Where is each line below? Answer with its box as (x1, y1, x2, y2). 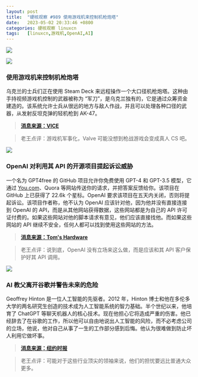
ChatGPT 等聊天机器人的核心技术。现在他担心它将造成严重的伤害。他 (17, 310, 186, 317)
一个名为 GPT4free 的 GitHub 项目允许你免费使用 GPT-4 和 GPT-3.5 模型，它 (6, 176, 192, 183)
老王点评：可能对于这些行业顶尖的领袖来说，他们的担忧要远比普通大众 (20, 358, 192, 365)
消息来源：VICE (20, 122, 60, 130)
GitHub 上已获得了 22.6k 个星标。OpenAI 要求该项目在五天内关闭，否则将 (6, 191, 184, 198)
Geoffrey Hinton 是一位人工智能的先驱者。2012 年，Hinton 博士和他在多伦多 (6, 296, 190, 303)
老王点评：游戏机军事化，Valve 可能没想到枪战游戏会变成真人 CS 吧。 (20, 135, 190, 142)
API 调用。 (37, 253, 64, 260)
